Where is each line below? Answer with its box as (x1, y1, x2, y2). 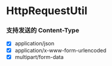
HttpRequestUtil (6, 4, 88, 18)
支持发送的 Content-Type (6, 27, 79, 35)
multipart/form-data (14, 53, 64, 60)
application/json (14, 40, 55, 47)
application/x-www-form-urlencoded (14, 47, 107, 54)
